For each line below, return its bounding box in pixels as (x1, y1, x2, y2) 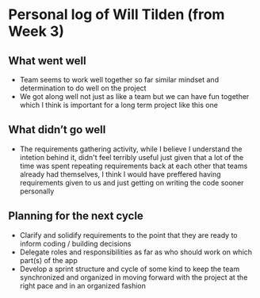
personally (19, 186, 55, 196)
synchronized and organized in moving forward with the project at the (19, 272, 248, 282)
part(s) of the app (19, 255, 78, 265)
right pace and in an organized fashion (19, 281, 147, 290)
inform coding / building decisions (19, 239, 132, 248)
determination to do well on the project (19, 83, 147, 93)
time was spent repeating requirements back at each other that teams (19, 161, 248, 170)
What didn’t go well (8, 123, 106, 136)
